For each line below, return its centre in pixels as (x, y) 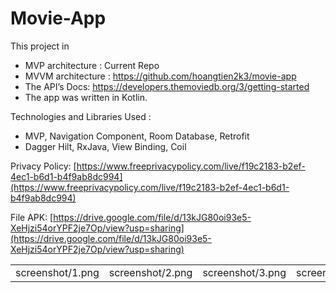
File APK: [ (32, 217)
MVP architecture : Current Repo (92, 65)
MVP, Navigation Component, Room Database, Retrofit (137, 136)
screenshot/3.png (244, 272)
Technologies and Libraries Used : (81, 116)
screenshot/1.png (57, 272)
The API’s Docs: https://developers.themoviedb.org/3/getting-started (167, 86)
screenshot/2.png (150, 272)
